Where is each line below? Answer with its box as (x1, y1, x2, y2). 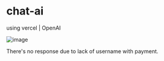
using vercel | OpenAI (6, 24, 61, 31)
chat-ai (6, 4, 44, 18)
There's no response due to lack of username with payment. (6, 47, 159, 55)
